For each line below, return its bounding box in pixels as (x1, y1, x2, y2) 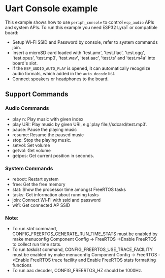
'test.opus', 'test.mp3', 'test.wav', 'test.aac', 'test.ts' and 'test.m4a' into (12, 55, 156, 61)
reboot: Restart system (12, 176, 59, 182)
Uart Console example (5, 3, 98, 14)
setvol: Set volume (12, 142, 50, 148)
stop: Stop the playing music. (12, 137, 71, 143)
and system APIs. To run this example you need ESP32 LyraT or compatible (5, 24, 158, 30)
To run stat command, (12, 226, 58, 232)
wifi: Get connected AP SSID (12, 202, 70, 208)
